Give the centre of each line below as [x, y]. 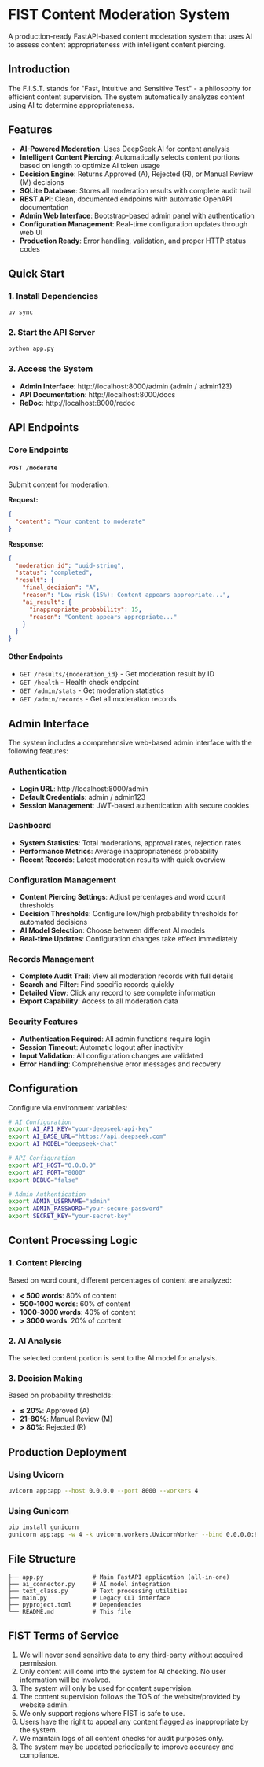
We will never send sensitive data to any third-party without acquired [131, 1655]
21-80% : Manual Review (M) [66, 1419]
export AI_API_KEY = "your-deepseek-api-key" [81, 1129]
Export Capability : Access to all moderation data [99, 1001]
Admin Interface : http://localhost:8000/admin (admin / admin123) [126, 386]
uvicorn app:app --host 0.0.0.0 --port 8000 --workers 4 [103, 1491]
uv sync [21, 312]
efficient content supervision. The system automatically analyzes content [126, 97]
